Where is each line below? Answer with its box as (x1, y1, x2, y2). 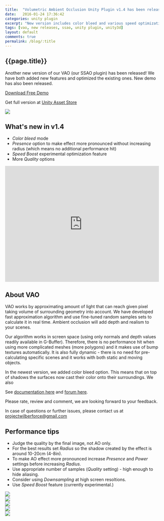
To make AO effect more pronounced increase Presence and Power (12, 456, 148, 461)
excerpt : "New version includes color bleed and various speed (5, 21, 137, 26)
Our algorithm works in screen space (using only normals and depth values (5, 334, 156, 340)
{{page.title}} (5, 57, 47, 65)
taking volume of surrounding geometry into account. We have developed (5, 309, 154, 315)
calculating (5, 354, 27, 360)
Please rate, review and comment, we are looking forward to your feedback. (5, 398, 158, 404)
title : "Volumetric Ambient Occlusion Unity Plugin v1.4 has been (5, 7, 145, 12)
